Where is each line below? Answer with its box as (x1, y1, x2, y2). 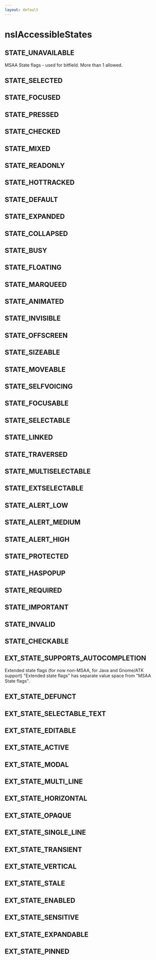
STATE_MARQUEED (4, 280, 67, 289)
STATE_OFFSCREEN (4, 331, 68, 340)
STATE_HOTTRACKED (4, 178, 75, 187)
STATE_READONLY (4, 161, 65, 170)
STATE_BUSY (4, 246, 47, 255)
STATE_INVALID (4, 620, 55, 629)
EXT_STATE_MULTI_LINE (4, 778, 83, 786)
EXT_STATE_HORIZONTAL (4, 794, 87, 803)
